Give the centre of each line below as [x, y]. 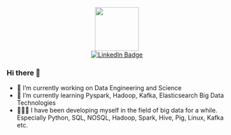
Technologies [36, 103]
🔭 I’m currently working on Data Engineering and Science [99, 88]
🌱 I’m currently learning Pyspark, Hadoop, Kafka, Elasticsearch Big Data [120, 95]
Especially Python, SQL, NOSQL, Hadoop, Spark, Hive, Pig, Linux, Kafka [120, 118]
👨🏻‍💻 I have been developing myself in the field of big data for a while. [117, 111]
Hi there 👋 [24, 73]
